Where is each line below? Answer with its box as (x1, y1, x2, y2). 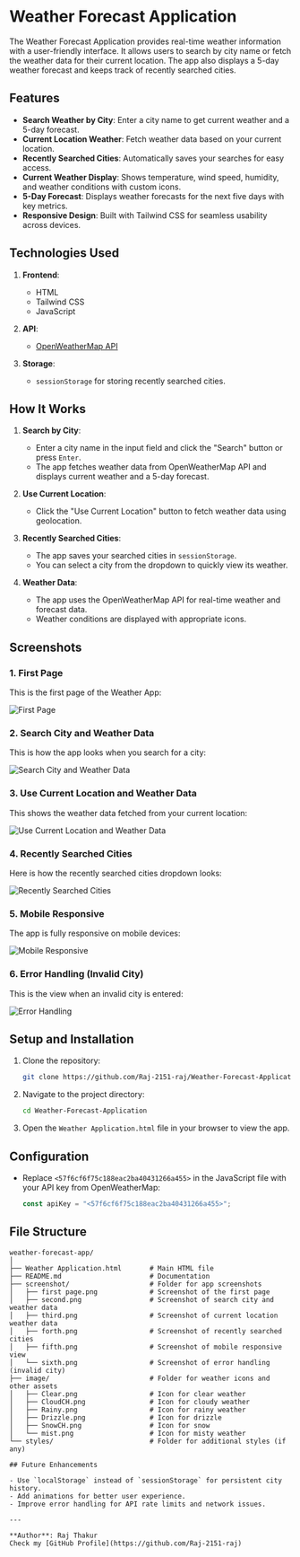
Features (9, 91, 60, 106)
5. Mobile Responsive (9, 907, 105, 919)
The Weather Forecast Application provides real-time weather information (9, 36, 282, 47)
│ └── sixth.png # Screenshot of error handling (9, 1358, 270, 1367)
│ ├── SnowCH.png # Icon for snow (9, 1421, 210, 1429)
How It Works (9, 401, 87, 417)
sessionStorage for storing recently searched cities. (35, 375, 226, 386)
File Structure (9, 1224, 87, 1240)
